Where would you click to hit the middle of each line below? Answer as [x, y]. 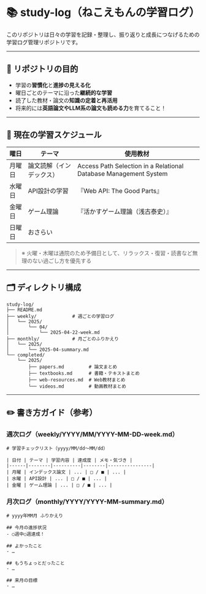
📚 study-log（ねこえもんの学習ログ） [103, 13]
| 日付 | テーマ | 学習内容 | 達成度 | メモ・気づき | [70, 461]
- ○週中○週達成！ [25, 534]
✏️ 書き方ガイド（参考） [52, 412]
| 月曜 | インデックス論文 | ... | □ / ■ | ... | [66, 472]
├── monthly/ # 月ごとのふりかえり [63, 339]
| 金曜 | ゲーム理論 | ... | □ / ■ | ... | [59, 485]
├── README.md [25, 310]
